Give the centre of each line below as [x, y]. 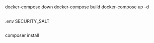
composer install [22, 35]
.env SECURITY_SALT [27, 21]
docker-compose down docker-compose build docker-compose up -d [77, 7]
